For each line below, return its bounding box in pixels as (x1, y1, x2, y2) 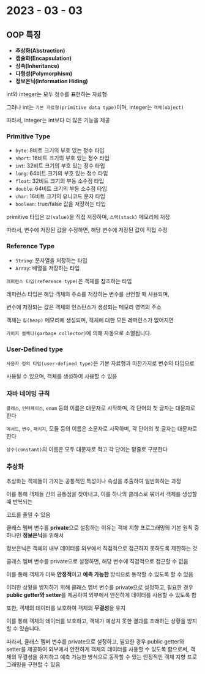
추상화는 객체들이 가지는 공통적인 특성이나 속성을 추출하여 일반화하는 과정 (6, 478, 182, 485)
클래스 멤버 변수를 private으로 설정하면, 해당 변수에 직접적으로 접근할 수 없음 (6, 558, 188, 565)
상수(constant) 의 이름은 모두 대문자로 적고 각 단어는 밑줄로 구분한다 (6, 446, 168, 453)
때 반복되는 (6, 498, 33, 505)
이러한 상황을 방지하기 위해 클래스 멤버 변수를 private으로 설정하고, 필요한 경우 (6, 583, 194, 591)
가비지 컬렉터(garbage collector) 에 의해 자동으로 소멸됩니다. (6, 329, 152, 336)
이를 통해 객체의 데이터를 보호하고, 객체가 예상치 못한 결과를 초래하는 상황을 (6, 617, 186, 624)
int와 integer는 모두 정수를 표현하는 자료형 (6, 91, 107, 98)
